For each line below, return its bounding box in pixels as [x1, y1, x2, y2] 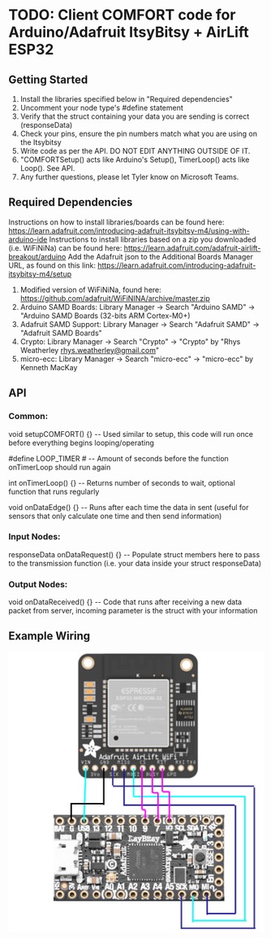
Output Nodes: [8, 578, 68, 590]
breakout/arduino [8, 251, 67, 261]
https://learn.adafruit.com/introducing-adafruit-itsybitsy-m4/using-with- [8, 225, 250, 235]
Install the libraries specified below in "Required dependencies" [19, 94, 233, 103]
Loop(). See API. [19, 164, 75, 172]
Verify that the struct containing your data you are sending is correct [19, 111, 250, 121]
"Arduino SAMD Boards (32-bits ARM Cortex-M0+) [19, 311, 191, 321]
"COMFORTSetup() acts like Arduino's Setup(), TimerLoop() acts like [19, 155, 250, 164]
